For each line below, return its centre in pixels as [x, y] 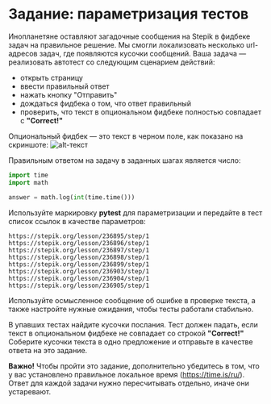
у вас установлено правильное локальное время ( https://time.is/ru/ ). [127, 374]
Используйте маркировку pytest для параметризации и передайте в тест [135, 212]
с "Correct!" [41, 120]
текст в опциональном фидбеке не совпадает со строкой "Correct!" [126, 333]
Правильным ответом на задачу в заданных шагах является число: [125, 160]
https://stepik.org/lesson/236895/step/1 [79, 236]
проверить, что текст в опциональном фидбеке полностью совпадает [141, 112]
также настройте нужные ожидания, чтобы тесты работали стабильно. [131, 309]
